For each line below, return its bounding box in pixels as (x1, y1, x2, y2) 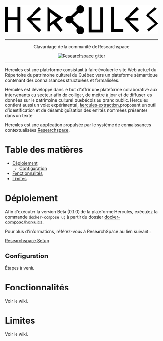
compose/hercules (5, 219, 43, 225)
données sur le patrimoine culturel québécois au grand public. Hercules (5, 97, 148, 102)
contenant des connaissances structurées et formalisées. (5, 77, 120, 83)
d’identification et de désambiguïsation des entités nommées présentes (5, 107, 148, 113)
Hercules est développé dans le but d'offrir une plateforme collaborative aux (5, 86, 158, 92)
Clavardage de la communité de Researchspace (33, 43, 130, 49)
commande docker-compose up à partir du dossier (5, 214, 103, 220)
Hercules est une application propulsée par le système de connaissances (5, 122, 151, 128)
